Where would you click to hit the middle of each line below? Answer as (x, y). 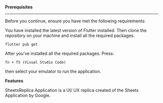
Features (14, 81)
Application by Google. (28, 95)
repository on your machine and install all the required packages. (70, 35)
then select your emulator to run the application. (53, 71)
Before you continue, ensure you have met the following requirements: (75, 21)
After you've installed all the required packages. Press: (60, 53)
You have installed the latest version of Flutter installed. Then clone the (76, 30)
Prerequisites (19, 7)
